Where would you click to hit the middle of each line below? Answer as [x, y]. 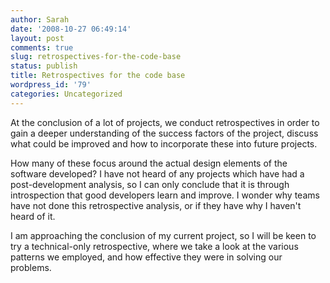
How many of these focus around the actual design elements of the [149, 163]
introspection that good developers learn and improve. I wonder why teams [165, 195]
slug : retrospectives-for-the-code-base [96, 57]
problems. [31, 267]
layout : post [37, 38]
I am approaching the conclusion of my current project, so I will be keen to [163, 235]
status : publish [44, 66]
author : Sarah [40, 19]
